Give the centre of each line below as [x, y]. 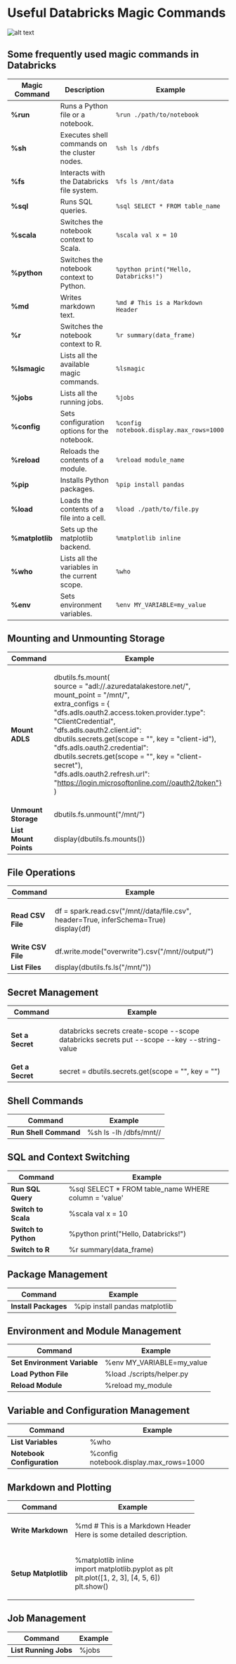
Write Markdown [39, 1530]
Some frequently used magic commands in [103, 54]
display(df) [73, 929]
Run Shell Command [46, 1132]
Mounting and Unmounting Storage [86, 638]
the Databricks [84, 181]
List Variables [34, 1442]
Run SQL [26, 1189]
